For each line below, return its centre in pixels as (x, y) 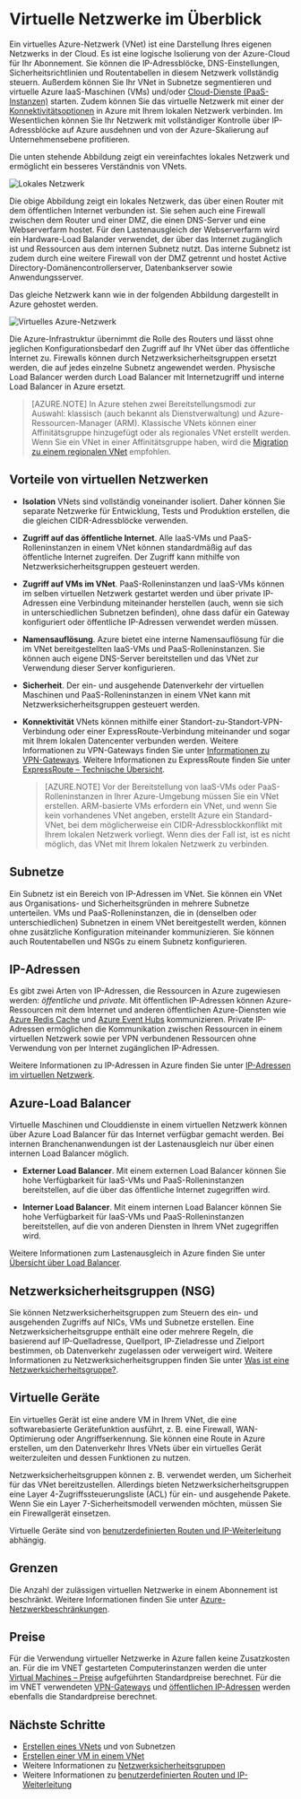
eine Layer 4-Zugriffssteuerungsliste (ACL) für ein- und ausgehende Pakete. (150, 1494)
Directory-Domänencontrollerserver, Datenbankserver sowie (121, 267)
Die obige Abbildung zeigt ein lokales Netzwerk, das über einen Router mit (146, 201)
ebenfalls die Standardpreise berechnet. (83, 1697)
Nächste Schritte (57, 1725)
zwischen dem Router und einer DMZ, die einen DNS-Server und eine (138, 220)
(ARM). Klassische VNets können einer (185, 422)
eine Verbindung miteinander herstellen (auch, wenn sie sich (172, 603)
